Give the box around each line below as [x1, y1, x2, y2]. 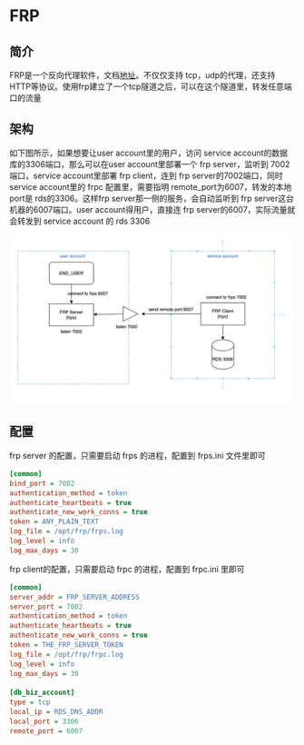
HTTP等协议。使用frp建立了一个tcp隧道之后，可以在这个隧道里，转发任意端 [9, 81, 292, 92]
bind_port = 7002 [9, 479, 75, 488]
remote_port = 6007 [9, 726, 83, 736]
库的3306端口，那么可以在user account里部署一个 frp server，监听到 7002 [9, 158, 290, 169]
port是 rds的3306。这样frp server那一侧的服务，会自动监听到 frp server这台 [9, 193, 295, 204]
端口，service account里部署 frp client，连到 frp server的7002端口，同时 [9, 170, 283, 181]
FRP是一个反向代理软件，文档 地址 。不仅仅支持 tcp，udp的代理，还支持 [9, 70, 276, 80]
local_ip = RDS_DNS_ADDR [9, 708, 103, 717]
